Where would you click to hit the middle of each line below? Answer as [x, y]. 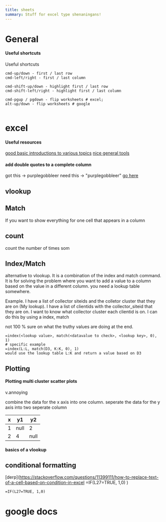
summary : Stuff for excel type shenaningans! [53, 14]
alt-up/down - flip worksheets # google [48, 104]
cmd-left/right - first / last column [45, 78]
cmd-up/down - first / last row [39, 73]
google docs [31, 511]
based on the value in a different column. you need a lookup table [73, 286]
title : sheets [20, 10]
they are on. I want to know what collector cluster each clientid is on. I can [82, 312]
